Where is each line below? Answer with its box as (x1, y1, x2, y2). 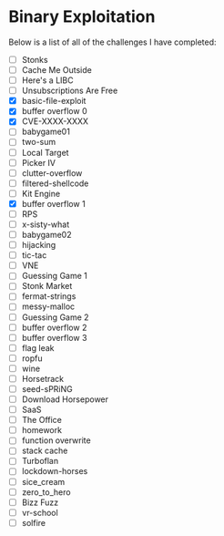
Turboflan (21, 456, 59, 467)
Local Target (21, 147, 69, 158)
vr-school (21, 507, 58, 518)
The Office (21, 415, 63, 426)
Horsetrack (21, 373, 65, 384)
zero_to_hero (21, 486, 71, 498)
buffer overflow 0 (21, 106, 87, 117)
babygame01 (21, 126, 70, 138)
